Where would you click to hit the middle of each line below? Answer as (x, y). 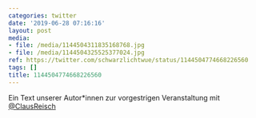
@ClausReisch (32, 106)
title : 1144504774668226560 (55, 75)
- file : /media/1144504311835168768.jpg (77, 45)
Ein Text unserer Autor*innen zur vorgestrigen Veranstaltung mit (114, 97)
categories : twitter (43, 16)
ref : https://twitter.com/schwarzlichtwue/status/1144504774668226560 (128, 61)
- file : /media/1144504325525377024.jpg (77, 53)
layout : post (30, 30)
